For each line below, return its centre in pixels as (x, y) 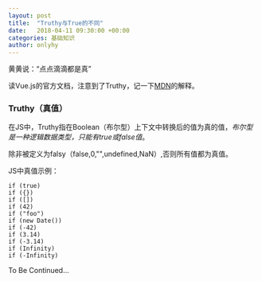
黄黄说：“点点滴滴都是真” (50, 69)
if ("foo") (26, 214)
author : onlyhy (33, 45)
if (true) (25, 186)
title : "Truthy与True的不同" (56, 23)
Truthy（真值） (38, 108)
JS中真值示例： (33, 171)
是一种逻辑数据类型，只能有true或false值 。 (79, 137)
